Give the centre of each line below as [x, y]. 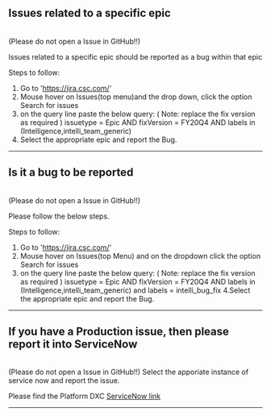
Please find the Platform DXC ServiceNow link [85, 396]
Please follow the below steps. [59, 216]
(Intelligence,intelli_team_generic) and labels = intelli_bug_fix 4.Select [135, 290]
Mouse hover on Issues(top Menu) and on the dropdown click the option [140, 256]
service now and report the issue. [64, 381]
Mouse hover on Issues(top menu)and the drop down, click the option [136, 97]
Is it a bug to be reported [71, 173]
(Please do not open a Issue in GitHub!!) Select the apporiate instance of [128, 372]
